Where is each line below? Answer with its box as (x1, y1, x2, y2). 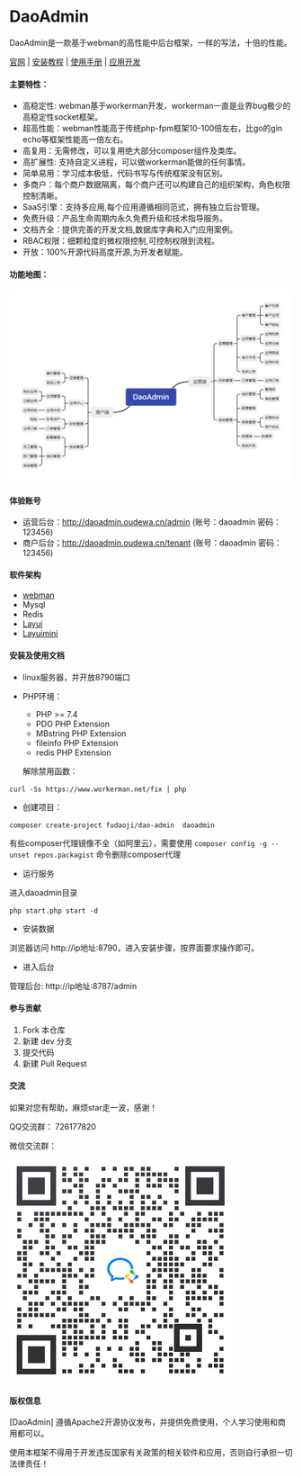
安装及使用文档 (9, 650, 65, 661)
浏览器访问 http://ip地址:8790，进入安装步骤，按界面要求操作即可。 (9, 942, 260, 953)
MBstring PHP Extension (35, 727, 127, 739)
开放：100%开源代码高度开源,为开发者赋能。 (22, 247, 188, 257)
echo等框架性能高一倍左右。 (22, 134, 129, 145)
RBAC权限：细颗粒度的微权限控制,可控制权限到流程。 (22, 236, 220, 247)
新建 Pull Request (22, 1058, 87, 1068)
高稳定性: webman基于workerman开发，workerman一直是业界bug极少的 (22, 101, 291, 112)
